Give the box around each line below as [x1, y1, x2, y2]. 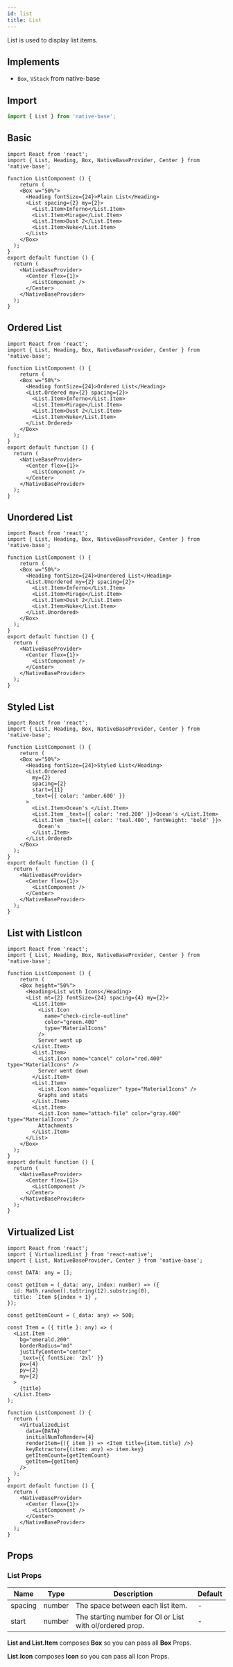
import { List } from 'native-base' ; [7, 113, 116, 120]
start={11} [32, 787, 64, 793]
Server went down [37, 1068, 89, 1075]
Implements [7, 56, 60, 68]
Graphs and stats [37, 1092, 89, 1099]
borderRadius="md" [19, 1342, 73, 1349]
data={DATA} [25, 1428, 60, 1435]
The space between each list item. [75, 1600, 187, 1610]
